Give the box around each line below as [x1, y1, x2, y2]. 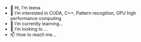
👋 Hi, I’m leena [10, 5, 41, 10]
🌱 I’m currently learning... [10, 20, 63, 26]
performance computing [10, 15, 62, 21]
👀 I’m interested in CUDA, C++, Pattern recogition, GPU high [10, 10, 136, 16]
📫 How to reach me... [10, 31, 57, 37]
